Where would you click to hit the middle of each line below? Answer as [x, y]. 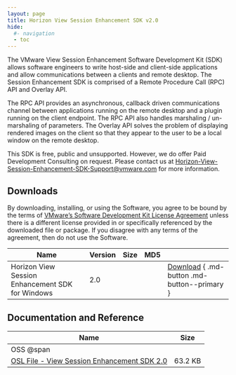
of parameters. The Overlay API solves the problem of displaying [135, 125]
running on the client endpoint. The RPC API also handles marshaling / [109, 118]
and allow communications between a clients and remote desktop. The [110, 75]
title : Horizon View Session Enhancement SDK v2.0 [83, 20]
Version [103, 254]
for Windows [32, 293]
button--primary [196, 284]
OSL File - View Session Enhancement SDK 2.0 [89, 360]
